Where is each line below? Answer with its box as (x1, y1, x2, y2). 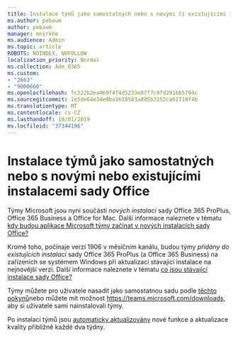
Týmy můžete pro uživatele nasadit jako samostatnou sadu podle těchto (7, 286, 217, 295)
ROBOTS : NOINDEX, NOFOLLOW (7, 50, 87, 57)
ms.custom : (7, 69, 40, 77)
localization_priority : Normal (7, 57, 100, 64)
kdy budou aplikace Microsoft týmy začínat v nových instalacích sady (7, 221, 210, 230)
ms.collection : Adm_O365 (7, 63, 81, 70)
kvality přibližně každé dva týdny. (7, 323, 105, 332)
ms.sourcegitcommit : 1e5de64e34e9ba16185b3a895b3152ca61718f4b (7, 96, 198, 103)
